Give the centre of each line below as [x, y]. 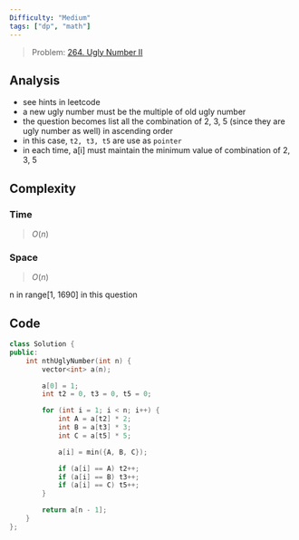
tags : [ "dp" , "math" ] [50, 26]
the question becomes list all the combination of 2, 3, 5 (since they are [154, 121]
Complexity [43, 188]
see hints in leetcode [62, 102]
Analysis [35, 80]
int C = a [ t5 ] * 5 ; [94, 436]
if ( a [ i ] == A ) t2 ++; [99, 468]
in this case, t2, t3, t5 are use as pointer [102, 140]
